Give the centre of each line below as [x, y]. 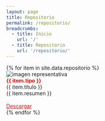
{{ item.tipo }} [24, 80]
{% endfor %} [23, 112]
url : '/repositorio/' [44, 51]
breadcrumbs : [22, 28]
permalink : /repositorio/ [38, 23]
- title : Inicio [32, 34]
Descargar [19, 106]
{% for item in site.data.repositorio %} [53, 68]
